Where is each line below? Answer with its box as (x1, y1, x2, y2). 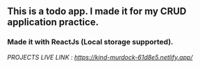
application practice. (7, 17, 99, 28)
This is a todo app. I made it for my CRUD (7, 6, 187, 17)
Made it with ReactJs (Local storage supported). (7, 37, 174, 47)
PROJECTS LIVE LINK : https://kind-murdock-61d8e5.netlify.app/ (7, 53, 193, 61)
